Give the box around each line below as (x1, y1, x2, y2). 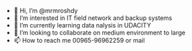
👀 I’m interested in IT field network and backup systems (13, 14, 173, 22)
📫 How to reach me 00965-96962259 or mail (13, 37, 145, 44)
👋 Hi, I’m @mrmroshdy (13, 7, 78, 14)
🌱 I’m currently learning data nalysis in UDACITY (13, 21, 151, 29)
